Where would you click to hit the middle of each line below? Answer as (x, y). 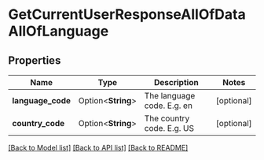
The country (167, 118)
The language (170, 96)
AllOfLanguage (59, 31)
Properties (35, 60)
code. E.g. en (168, 106)
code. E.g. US (169, 128)
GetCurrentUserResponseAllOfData (127, 15)
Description (176, 82)
